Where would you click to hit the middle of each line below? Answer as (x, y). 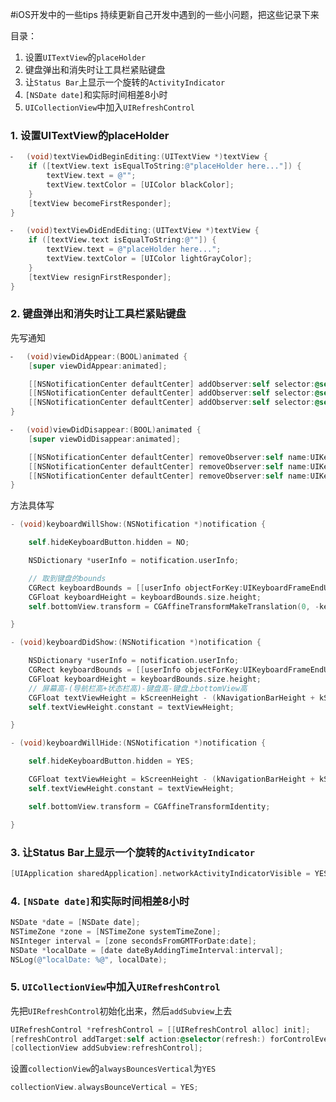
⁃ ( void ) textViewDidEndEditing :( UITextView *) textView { (135, 231)
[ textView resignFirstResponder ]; (100, 277)
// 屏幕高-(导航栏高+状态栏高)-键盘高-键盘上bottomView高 (138, 688)
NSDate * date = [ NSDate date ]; (75, 923)
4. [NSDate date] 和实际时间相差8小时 (100, 901)
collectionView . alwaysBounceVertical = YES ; (104, 1088)
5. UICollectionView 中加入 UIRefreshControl (115, 987)
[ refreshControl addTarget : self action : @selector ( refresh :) (138, 1039)
